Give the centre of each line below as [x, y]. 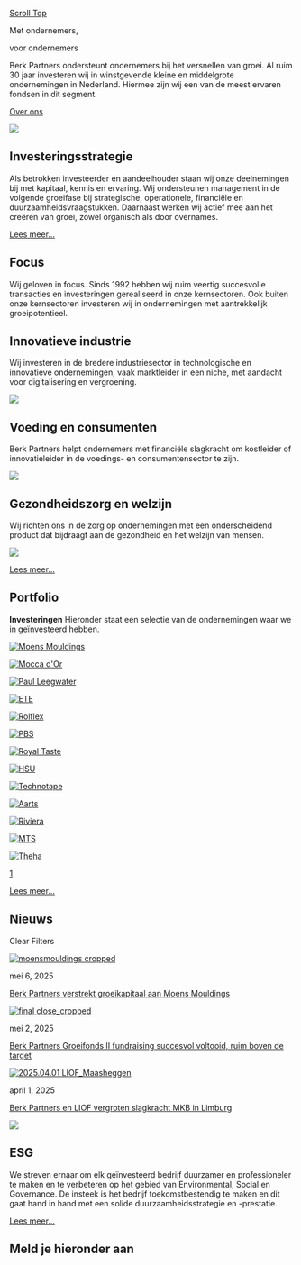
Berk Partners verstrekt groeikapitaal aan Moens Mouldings [120, 993]
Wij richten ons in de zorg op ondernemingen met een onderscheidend [141, 525]
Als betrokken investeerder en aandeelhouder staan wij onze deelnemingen [150, 178]
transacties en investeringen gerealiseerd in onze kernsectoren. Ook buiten [149, 294]
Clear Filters [32, 941]
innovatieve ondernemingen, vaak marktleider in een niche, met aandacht [146, 372]
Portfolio [34, 598]
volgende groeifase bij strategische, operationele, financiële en [126, 197]
